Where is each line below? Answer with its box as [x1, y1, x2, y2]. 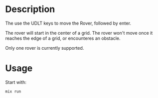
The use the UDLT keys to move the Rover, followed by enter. [5, 20, 131, 26]
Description [5, 4, 55, 15]
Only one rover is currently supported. [5, 45, 84, 51]
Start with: [5, 79, 27, 85]
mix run [5, 89, 22, 94]
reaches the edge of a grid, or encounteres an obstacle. [5, 35, 121, 41]
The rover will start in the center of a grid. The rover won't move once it [5, 30, 153, 36]
